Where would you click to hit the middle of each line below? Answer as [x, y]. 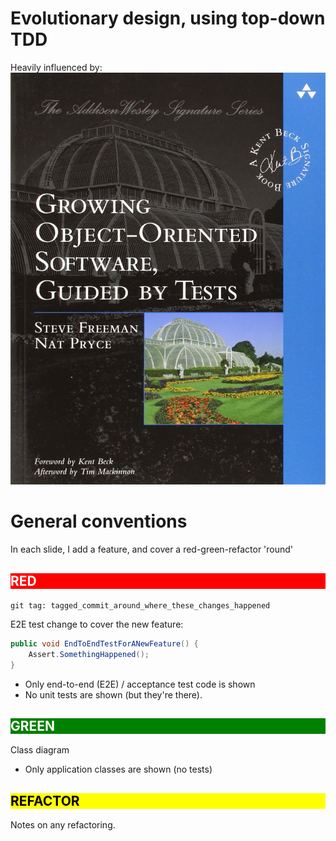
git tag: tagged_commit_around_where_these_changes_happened [140, 606]
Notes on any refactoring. [63, 825]
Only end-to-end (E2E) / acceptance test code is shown [140, 684]
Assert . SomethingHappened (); [89, 654]
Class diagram [40, 750]
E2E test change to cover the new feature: [97, 624]
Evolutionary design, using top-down [168, 18]
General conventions [99, 521]
